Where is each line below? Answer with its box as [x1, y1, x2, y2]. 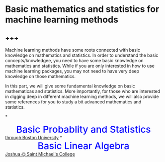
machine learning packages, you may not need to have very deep [5, 68, 140, 74]
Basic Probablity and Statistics [16, 123, 151, 135]
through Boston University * [5, 135, 62, 140]
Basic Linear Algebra [37, 140, 130, 152]
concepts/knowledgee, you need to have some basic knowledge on [5, 58, 144, 63]
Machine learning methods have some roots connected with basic [5, 47, 141, 53]
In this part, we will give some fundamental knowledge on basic [5, 83, 135, 89]
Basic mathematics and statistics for [5, 3, 160, 15]
